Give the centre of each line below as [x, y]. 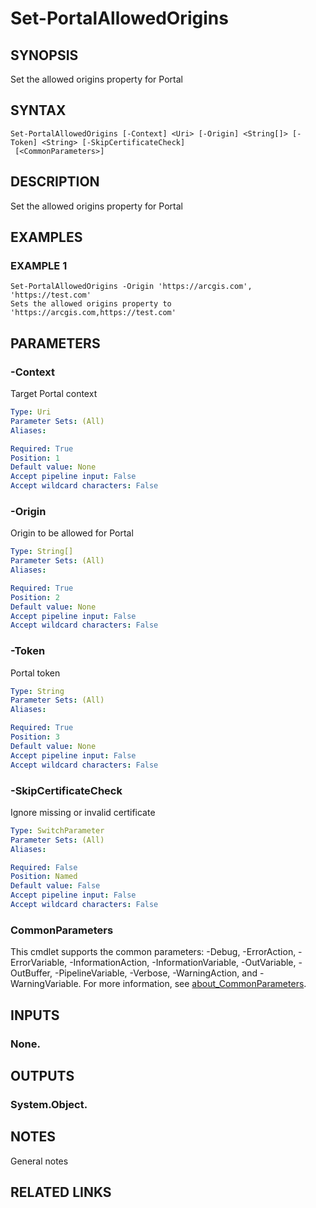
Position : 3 [35, 737]
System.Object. [49, 1104]
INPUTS [35, 1015]
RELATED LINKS [61, 1192]
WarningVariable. [46, 984]
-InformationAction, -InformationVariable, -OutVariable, [183, 963]
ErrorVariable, [39, 963]
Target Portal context [54, 393]
